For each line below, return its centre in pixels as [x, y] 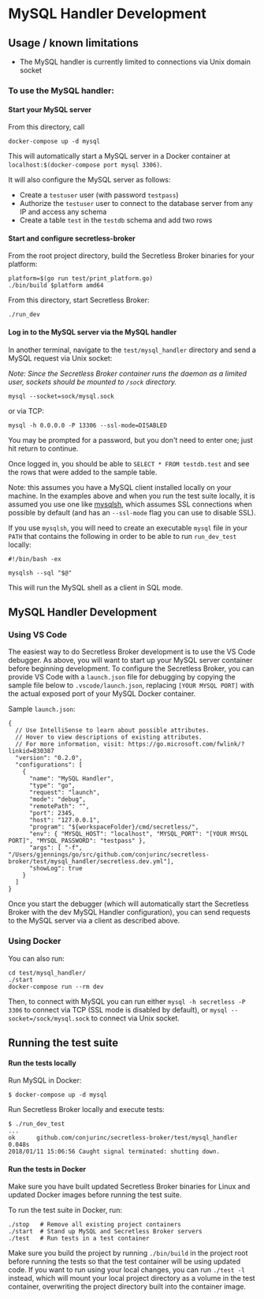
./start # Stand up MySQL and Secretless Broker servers [105, 1232]
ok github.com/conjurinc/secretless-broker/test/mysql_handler [123, 1138]
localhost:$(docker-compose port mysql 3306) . [85, 165]
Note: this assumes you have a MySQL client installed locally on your [120, 487]
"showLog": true [56, 869]
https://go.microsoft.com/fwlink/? [186, 744]
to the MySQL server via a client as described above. [94, 921]
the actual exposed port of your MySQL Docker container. [102, 694]
